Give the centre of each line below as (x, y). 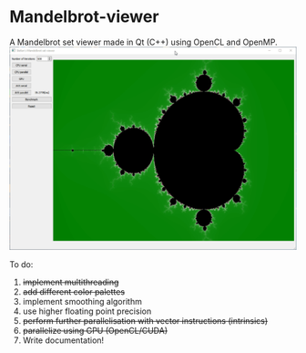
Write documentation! (63, 340)
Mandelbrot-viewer (84, 17)
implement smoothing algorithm (82, 301)
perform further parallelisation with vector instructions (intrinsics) (145, 320)
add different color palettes (74, 291)
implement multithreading (71, 282)
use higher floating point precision (87, 311)
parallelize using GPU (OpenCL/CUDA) (95, 330)
